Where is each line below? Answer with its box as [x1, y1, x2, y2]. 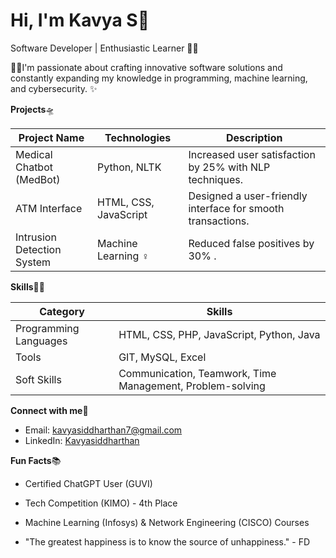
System [15, 255, 52, 269]
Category [39, 304, 85, 318]
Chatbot [15, 160, 53, 174]
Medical [15, 147, 53, 161]
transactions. [188, 214, 250, 228]
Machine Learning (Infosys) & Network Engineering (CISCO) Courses [24, 516, 310, 528]
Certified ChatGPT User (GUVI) [24, 477, 153, 489]
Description [225, 130, 283, 144]
